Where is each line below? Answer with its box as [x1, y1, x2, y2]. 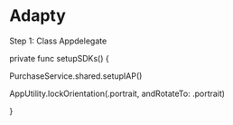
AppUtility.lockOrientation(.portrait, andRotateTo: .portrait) [9, 88, 226, 99]
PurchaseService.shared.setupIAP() [9, 70, 143, 82]
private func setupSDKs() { [9, 53, 110, 63]
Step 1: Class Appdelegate [9, 35, 107, 46]
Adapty [9, 5, 66, 26]
